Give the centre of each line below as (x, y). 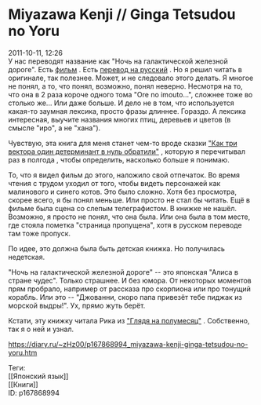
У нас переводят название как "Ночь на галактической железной (118, 61)
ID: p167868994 (34, 392)
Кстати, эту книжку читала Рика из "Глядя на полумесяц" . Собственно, (129, 320)
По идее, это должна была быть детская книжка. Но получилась (117, 248)
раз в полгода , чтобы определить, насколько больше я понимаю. (119, 159)
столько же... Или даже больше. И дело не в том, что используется (121, 103)
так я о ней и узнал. (41, 329)
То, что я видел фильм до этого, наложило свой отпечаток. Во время (124, 175)
